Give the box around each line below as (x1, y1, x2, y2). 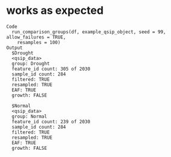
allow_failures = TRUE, (6, 34, 66, 40)
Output (6, 45, 23, 51)
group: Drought (11, 60, 50, 66)
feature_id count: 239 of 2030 (11, 118, 91, 124)
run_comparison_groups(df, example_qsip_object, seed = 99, (11, 28, 166, 35)
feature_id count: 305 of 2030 (11, 66, 91, 72)
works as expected (6, 4, 104, 18)
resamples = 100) (17, 39, 61, 45)
